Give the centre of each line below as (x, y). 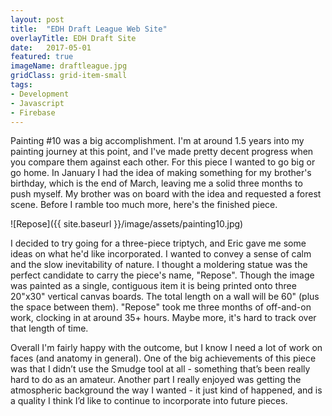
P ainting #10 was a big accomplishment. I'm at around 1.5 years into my (157, 141)
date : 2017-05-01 (51, 47)
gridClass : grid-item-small (69, 76)
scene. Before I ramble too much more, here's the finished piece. (144, 205)
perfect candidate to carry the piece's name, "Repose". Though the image (162, 275)
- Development (40, 94)
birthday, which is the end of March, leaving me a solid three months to (156, 183)
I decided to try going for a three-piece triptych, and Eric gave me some (158, 243)
